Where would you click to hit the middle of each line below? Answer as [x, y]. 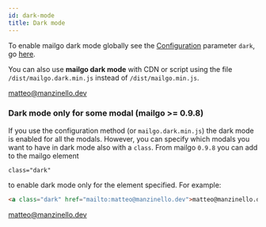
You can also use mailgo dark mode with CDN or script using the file [120, 69]
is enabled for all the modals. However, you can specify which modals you [129, 138]
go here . [22, 54]
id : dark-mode [32, 15]
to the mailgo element [44, 156]
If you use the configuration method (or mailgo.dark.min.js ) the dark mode [131, 131]
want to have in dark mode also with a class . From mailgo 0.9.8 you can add [133, 147]
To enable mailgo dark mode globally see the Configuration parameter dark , [132, 45]
